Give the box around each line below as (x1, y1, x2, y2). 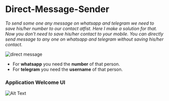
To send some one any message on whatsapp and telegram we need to (5, 20, 154, 26)
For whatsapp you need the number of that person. (12, 61, 120, 67)
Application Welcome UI (5, 79, 65, 86)
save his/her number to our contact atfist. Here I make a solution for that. (5, 25, 157, 31)
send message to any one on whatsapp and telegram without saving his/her (5, 36, 164, 42)
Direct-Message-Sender (5, 4, 110, 15)
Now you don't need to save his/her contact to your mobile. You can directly (5, 31, 163, 37)
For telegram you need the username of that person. (12, 66, 123, 72)
